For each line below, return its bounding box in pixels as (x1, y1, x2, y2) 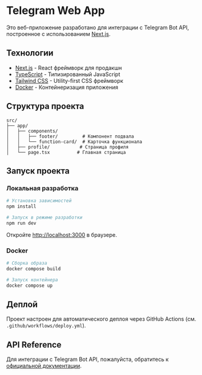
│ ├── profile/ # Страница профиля (6, 144, 129, 150)
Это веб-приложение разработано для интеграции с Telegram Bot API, (6, 24, 189, 31)
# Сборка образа (6, 260, 47, 267)
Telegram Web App (6, 4, 105, 18)
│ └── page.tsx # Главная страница (6, 149, 126, 155)
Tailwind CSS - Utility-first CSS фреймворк (15, 77, 124, 84)
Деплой (6, 299, 38, 309)
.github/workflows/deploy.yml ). (6, 322, 86, 329)
